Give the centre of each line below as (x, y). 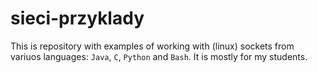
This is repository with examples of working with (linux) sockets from (152, 46)
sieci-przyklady (77, 18)
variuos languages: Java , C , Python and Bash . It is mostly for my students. (159, 56)
